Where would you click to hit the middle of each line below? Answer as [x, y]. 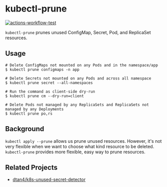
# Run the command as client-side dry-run [50, 91]
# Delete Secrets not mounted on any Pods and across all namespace [78, 78]
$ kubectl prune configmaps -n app [42, 69]
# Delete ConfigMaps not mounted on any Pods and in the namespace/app [81, 65]
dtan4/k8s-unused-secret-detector [49, 179]
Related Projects [31, 167]
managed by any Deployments [35, 109]
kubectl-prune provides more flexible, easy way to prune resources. [75, 152]
